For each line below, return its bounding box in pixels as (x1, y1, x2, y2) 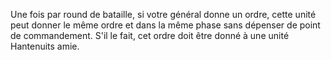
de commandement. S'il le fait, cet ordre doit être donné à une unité (10, 30, 290, 41)
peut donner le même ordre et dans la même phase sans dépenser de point (10, 19, 321, 31)
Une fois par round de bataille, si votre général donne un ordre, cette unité (10, 9, 317, 20)
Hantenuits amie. (10, 40, 80, 52)
